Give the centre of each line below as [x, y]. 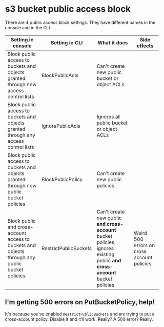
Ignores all [108, 116]
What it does [113, 42]
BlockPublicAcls [60, 75]
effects [145, 46]
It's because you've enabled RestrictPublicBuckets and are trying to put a [80, 314]
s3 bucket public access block [68, 9]
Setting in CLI [67, 42]
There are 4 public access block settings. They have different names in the [80, 22]
